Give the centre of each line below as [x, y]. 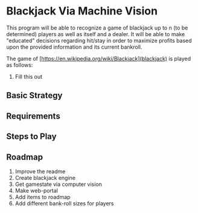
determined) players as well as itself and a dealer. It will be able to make [96, 34]
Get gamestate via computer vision [59, 184]
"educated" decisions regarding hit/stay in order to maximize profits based [99, 40]
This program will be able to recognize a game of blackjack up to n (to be [97, 28]
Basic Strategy [34, 95]
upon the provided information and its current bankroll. [74, 47]
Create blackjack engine [45, 177]
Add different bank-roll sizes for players [64, 203]
